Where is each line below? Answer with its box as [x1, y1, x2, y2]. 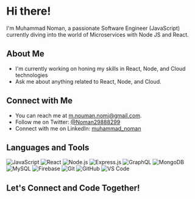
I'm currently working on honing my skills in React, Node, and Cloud [15, 65, 186, 72]
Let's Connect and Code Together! [6, 183, 140, 193]
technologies [15, 71, 48, 79]
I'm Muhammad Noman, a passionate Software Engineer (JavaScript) [6, 24, 180, 32]
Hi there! [6, 4, 51, 18]
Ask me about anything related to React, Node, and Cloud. [15, 78, 161, 85]
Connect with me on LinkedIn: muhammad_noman [15, 125, 141, 132]
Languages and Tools [6, 142, 90, 153]
